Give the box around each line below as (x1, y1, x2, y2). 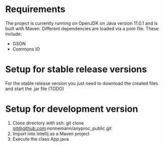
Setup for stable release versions (5, 64, 147, 75)
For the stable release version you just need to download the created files (5, 80, 158, 86)
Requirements (5, 4, 66, 15)
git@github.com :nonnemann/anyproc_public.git (12, 125, 112, 131)
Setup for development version (5, 103, 138, 115)
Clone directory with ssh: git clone (12, 120, 84, 126)
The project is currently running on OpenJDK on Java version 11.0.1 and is (5, 20, 158, 26)
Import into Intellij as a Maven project (12, 130, 90, 136)
